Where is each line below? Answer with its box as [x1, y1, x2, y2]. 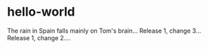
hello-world [7, 4, 76, 20]
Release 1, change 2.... [7, 33, 71, 42]
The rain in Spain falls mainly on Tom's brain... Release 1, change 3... [7, 27, 202, 35]
